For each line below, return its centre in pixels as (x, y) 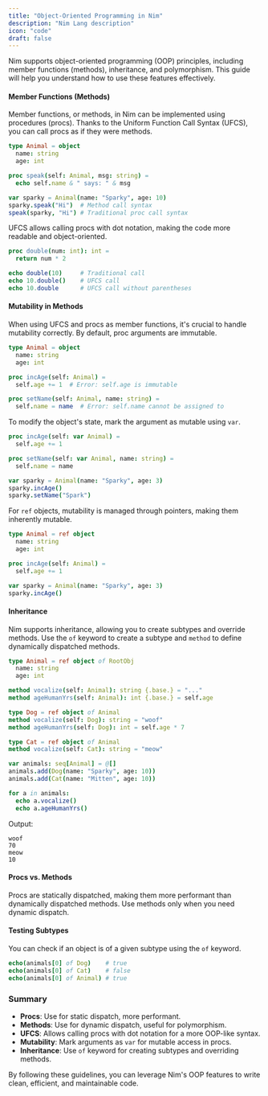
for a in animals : (39, 793)
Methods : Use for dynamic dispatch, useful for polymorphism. (123, 1024)
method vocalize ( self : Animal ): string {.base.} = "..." (106, 691)
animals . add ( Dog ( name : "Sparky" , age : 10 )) (82, 772)
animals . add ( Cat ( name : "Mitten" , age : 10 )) (82, 779)
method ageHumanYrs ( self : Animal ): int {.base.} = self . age (111, 698)
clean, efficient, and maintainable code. (73, 1083)
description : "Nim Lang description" (71, 23)
